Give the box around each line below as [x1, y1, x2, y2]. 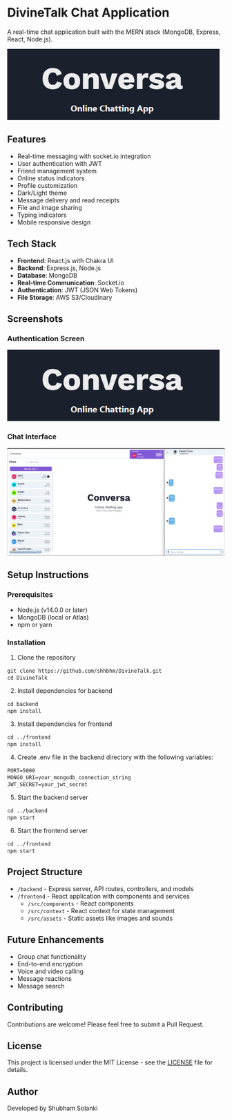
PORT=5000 [7, 767, 36, 774]
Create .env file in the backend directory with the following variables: [17, 753, 213, 761]
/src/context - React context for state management [27, 906, 175, 915]
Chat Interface [7, 432, 57, 441]
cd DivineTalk [7, 675, 48, 682]
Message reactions [17, 974, 72, 982]
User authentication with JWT [17, 159, 102, 167]
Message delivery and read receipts [17, 195, 120, 204]
